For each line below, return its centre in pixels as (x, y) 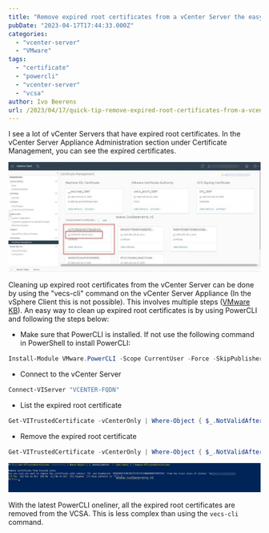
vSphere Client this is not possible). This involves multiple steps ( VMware (129, 302)
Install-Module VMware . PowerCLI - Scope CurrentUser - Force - (112, 359)
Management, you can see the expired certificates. (92, 151)
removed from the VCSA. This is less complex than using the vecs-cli (123, 513)
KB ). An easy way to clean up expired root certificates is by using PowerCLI (133, 311)
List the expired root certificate (71, 405)
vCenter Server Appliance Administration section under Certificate (118, 142)
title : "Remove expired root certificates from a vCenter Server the (127, 17)
